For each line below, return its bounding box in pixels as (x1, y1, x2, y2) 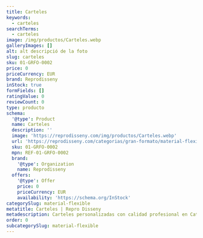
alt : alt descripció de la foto (6, 48, 88, 55)
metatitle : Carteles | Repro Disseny (6, 206, 101, 212)
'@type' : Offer (17, 178, 56, 184)
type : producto (6, 104, 45, 111)
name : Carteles (11, 122, 50, 128)
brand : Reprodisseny (6, 76, 59, 82)
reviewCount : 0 (6, 99, 45, 105)
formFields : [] (6, 88, 45, 94)
